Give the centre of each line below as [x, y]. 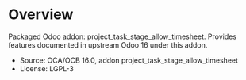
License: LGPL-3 [46, 68]
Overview [41, 15]
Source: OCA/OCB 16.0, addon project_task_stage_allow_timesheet [129, 60]
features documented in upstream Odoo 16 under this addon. [108, 44]
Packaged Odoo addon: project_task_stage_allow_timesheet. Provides [122, 36]
